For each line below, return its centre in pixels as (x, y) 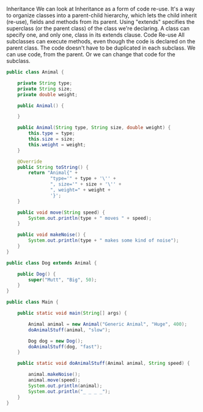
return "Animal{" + (53, 173)
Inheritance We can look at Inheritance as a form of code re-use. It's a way (101, 9)
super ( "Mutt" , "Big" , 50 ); (63, 280)
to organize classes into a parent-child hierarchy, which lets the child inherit (102, 15)
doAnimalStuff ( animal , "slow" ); (70, 330)
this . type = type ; (52, 133)
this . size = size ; (52, 139)
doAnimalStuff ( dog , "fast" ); (65, 346)
